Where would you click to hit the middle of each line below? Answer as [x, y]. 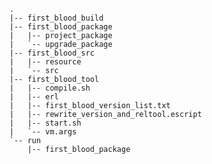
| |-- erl [34, 97]
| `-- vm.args [43, 132]
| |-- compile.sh [50, 88]
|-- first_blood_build [56, 18]
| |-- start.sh [45, 123]
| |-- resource [45, 62]
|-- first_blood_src [52, 53]
